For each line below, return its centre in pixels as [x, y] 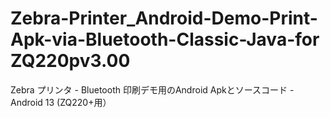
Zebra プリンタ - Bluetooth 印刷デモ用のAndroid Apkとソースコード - [152, 89]
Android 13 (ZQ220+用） [61, 102]
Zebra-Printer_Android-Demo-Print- [164, 18]
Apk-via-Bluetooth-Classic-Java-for [165, 39]
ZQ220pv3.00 [70, 61]
